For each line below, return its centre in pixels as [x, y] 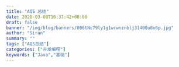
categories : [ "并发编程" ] [36, 50]
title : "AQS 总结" [27, 11]
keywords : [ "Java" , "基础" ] [38, 55]
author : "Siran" [26, 33]
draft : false [22, 22]
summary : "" [20, 38]
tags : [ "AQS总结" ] [27, 44]
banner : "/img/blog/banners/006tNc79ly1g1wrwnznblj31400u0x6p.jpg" [90, 28]
